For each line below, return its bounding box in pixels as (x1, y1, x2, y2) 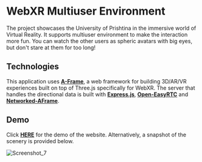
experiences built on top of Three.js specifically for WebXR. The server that (6, 84, 195, 91)
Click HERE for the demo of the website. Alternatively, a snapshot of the (6, 131, 187, 138)
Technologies (6, 62, 60, 72)
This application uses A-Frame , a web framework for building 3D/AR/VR (6, 77, 187, 85)
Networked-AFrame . (6, 97, 60, 104)
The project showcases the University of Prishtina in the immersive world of (6, 24, 197, 32)
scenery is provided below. (6, 137, 74, 144)
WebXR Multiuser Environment (6, 4, 165, 18)
